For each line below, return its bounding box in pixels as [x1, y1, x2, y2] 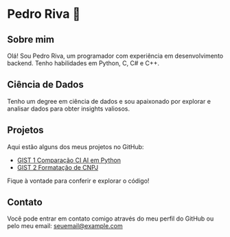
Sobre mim [7, 34, 55, 45]
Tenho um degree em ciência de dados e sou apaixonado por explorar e [7, 97, 211, 105]
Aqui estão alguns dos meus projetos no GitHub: [7, 142, 144, 150]
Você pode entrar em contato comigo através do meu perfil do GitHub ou [7, 214, 214, 223]
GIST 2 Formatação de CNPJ [16, 163, 98, 171]
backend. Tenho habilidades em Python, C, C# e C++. [7, 59, 160, 67]
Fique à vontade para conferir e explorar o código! [7, 177, 150, 185]
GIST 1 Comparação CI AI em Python [16, 156, 122, 164]
